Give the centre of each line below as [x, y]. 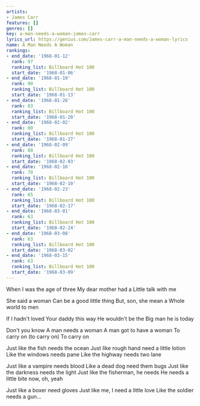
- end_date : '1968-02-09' [38, 145]
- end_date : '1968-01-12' [38, 56]
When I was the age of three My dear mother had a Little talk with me [91, 289]
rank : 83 [22, 106]
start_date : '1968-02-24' [44, 228]
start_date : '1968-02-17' [44, 206]
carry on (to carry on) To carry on [48, 336]
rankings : [19, 51]
